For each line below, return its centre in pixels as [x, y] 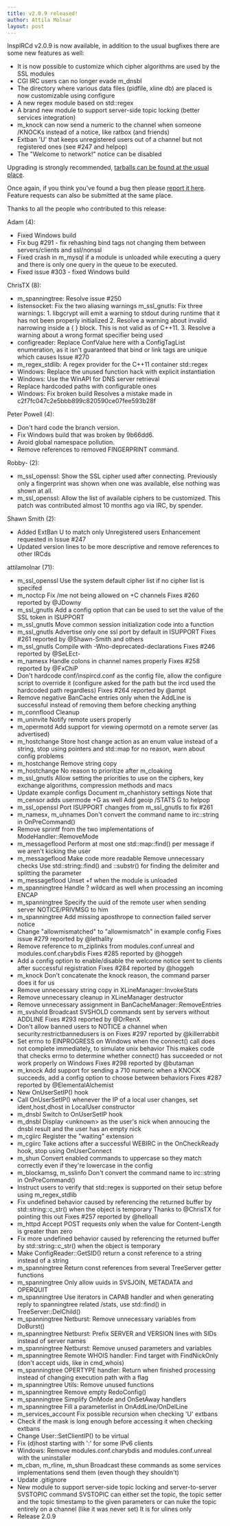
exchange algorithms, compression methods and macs [95, 786]
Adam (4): [21, 222]
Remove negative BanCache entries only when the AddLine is [104, 698]
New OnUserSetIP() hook [53, 1093]
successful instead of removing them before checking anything [107, 705]
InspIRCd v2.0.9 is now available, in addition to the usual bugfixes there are [113, 46]
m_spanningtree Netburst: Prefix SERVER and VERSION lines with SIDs [117, 1334]
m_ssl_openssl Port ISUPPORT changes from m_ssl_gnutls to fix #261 [115, 807]
